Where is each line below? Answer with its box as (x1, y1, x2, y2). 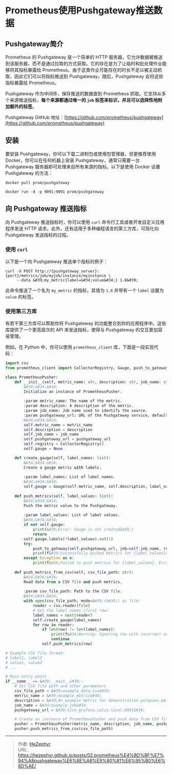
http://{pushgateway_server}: (35, 269, 100, 274)
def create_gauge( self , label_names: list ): (14, 455, 111, 460)
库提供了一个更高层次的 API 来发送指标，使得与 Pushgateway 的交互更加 (5, 327, 158, 333)
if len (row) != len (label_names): (41, 627, 116, 632)
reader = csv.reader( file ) (32, 603, 91, 608)
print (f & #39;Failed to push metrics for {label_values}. (32, 560, 157, 565)
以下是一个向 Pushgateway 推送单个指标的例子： (5, 258, 109, 264)
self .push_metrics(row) (41, 641, 93, 646)
